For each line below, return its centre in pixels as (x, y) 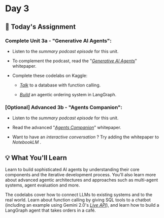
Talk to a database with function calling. (60, 85)
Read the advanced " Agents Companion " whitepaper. (67, 128)
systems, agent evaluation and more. (43, 185)
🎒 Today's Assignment (40, 27)
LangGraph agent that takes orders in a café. (50, 210)
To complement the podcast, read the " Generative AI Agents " (75, 61)
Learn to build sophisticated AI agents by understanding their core (72, 169)
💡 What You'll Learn (36, 158)
